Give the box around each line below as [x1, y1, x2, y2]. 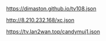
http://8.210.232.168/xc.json [6, 17, 74, 23]
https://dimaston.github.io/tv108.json [6, 5, 96, 12]
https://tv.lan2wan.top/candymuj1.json [6, 28, 100, 35]
